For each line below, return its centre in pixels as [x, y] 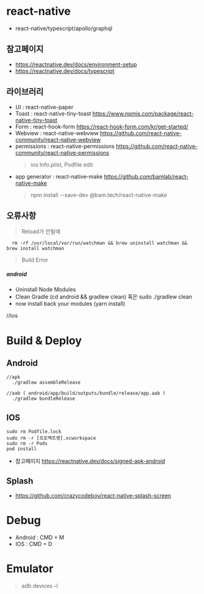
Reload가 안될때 [41, 232]
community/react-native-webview [58, 139]
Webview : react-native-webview [57, 133]
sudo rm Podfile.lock [34, 432]
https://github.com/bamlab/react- [146, 176]
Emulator [30, 569]
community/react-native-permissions [62, 152]
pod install [21, 449]
